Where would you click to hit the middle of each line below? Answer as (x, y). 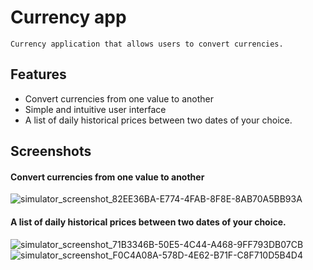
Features (38, 74)
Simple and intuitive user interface (95, 109)
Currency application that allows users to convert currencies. (147, 44)
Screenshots (51, 151)
